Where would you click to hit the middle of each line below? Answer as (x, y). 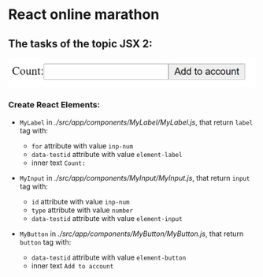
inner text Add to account (72, 265)
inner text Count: (58, 163)
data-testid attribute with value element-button (109, 257)
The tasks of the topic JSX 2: (80, 44)
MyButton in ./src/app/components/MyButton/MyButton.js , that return (131, 234)
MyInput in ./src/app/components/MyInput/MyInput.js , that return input (135, 178)
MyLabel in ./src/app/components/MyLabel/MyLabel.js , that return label (136, 122)
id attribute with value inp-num (80, 201)
